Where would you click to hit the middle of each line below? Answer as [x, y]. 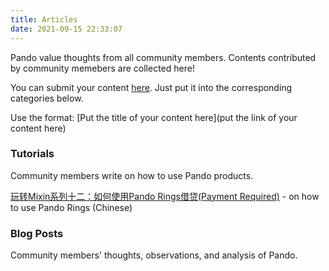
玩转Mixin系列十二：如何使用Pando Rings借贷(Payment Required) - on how [165, 196]
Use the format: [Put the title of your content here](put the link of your [154, 117]
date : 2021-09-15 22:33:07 [66, 29]
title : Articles [44, 19]
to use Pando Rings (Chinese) [71, 207]
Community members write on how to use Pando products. [132, 175]
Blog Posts [37, 233]
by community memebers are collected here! [102, 68]
